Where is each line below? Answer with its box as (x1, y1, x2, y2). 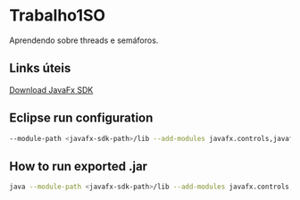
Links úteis (9, 61, 71, 76)
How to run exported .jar (9, 158, 148, 174)
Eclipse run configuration (9, 111, 154, 126)
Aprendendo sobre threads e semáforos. (9, 35, 159, 46)
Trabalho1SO (9, 5, 105, 26)
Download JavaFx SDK (9, 84, 94, 95)
